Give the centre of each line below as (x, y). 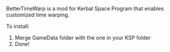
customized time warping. (38, 15)
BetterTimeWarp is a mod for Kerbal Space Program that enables (85, 9)
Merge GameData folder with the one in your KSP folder (83, 38)
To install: (18, 26)
